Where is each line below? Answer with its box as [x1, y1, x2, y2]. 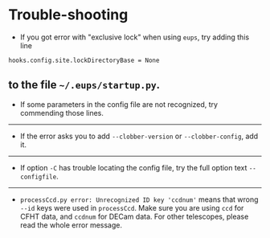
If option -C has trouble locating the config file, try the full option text [19, 162, 247, 172]
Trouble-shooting [8, 6, 129, 24]
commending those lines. [19, 108, 104, 117]
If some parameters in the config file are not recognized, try [19, 99, 219, 109]
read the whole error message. [19, 220, 123, 230]
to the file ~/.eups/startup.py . [8, 78, 161, 92]
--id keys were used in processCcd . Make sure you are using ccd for [19, 203, 244, 212]
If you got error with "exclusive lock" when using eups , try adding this [19, 32, 250, 42]
